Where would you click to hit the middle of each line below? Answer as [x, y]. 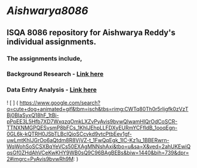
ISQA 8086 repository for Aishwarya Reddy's [91, 33]
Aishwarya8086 [47, 11]
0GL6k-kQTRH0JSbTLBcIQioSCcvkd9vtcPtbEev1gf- [69, 134]
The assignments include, [45, 58]
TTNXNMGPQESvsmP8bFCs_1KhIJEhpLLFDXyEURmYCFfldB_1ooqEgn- [92, 127]
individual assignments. [51, 41]
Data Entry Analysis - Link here [52, 90]
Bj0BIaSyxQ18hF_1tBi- [33, 115]
